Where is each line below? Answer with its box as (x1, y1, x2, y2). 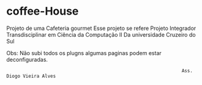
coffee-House (6, 4, 79, 18)
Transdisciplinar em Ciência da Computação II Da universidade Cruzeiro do (6, 31, 196, 38)
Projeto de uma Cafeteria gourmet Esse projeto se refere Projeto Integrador (6, 24, 196, 32)
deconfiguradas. (6, 56, 48, 63)
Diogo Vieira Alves (6, 73, 56, 79)
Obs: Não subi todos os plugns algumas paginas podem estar (6, 49, 162, 56)
